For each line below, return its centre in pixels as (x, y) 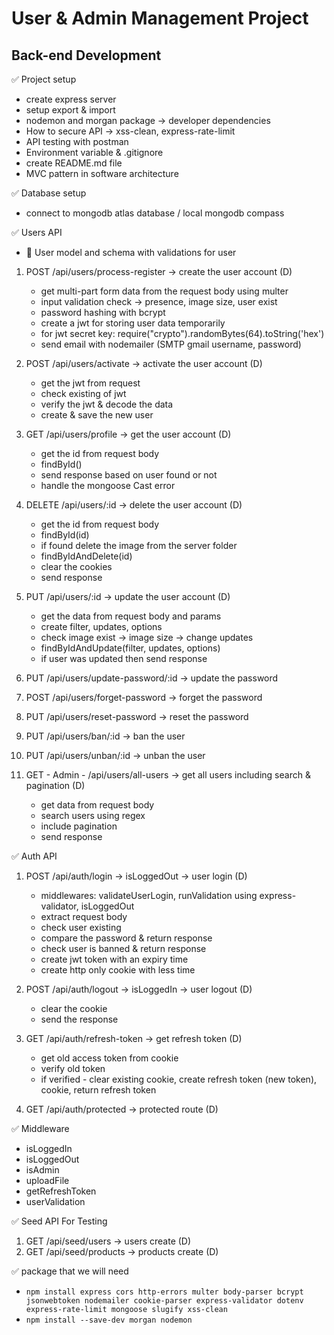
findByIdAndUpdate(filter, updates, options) (130, 648)
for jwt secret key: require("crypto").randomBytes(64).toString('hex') (182, 333)
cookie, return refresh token (98, 1090)
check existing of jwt (83, 393)
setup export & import (70, 110)
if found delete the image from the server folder (139, 545)
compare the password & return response (126, 938)
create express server (71, 99)
